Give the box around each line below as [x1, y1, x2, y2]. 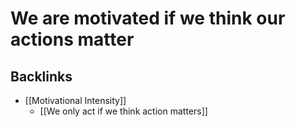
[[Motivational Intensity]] [24, 95, 127, 106]
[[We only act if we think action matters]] [39, 105, 208, 117]
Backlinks [10, 68, 73, 85]
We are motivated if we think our [10, 7, 286, 30]
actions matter [10, 28, 135, 51]
